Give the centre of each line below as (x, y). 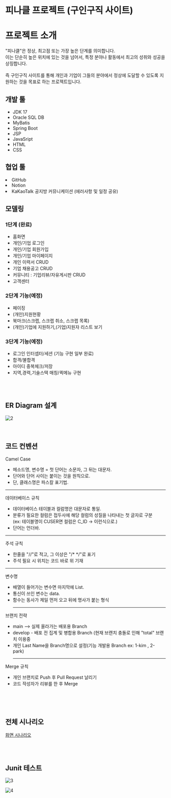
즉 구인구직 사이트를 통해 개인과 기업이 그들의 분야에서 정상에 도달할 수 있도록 (82, 75)
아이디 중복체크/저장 (33, 366)
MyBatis (21, 122)
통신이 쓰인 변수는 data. (36, 593)
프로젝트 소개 (31, 36)
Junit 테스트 (24, 768)
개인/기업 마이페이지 (33, 256)
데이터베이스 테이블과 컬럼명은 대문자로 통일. (57, 508)
